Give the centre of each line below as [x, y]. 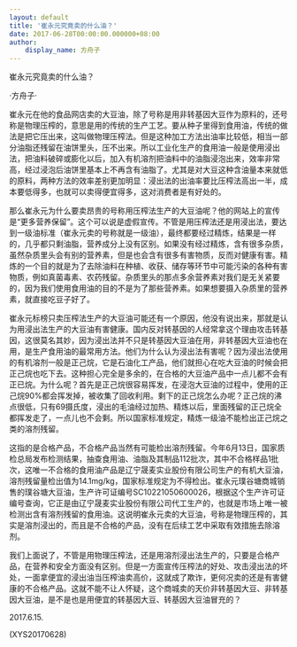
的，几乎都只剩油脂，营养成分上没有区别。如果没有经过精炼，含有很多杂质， [148, 244]
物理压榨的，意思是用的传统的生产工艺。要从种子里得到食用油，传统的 [152, 126]
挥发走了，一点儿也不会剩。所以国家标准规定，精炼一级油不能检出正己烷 [148, 418]
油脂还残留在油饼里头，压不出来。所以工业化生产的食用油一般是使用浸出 [148, 148]
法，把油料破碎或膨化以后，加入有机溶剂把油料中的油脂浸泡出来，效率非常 [145, 159]
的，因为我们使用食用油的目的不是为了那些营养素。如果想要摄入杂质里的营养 [148, 288]
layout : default [39, 17]
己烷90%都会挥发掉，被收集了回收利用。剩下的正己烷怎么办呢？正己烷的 [142, 396]
